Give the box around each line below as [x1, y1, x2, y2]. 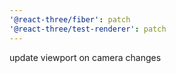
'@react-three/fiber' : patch [9, 14, 131, 25]
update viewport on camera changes [9, 51, 162, 63]
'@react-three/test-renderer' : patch [9, 24, 167, 34]
